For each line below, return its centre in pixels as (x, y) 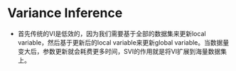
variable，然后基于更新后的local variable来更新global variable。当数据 (120, 42)
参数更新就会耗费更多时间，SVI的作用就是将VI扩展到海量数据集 (135, 51)
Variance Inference (65, 13)
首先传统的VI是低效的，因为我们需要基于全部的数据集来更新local (112, 33)
